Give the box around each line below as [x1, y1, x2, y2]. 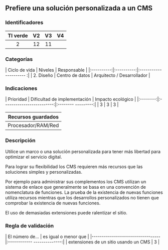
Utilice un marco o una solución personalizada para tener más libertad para [5, 148, 161, 155]
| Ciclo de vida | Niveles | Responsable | [5, 67, 88, 73]
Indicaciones [5, 85, 38, 92]
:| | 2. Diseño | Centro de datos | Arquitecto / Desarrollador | [27, 72, 150, 78]
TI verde [8, 32, 29, 39]
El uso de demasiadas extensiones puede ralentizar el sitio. [5, 209, 128, 215]
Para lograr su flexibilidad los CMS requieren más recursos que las [5, 163, 143, 170]
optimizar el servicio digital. [5, 154, 62, 160]
